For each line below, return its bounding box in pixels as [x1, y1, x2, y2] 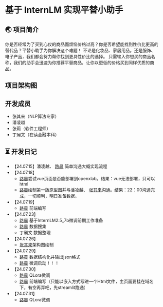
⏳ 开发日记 [5, 147, 37, 156]
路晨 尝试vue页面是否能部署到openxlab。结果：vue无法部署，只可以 [19, 176, 156, 182]
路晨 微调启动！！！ [19, 260, 59, 266]
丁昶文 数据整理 [19, 230, 51, 236]
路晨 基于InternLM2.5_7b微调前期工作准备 [19, 218, 104, 224]
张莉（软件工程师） [12, 125, 51, 132]
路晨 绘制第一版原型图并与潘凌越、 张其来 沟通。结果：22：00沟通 [19, 187, 151, 193]
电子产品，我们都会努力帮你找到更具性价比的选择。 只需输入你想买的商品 [5, 54, 151, 59]
